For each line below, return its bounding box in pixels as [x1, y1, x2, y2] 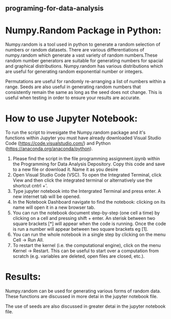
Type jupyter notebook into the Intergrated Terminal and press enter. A [12, 188, 161, 194]
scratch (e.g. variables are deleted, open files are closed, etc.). [12, 253, 145, 259]
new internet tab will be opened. [12, 193, 81, 200]
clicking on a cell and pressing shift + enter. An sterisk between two [12, 215, 156, 222]
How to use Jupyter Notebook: [5, 112, 138, 124]
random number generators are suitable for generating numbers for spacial [5, 58, 163, 64]
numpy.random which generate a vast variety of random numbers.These [5, 52, 158, 58]
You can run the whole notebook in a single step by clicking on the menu [12, 232, 166, 238]
